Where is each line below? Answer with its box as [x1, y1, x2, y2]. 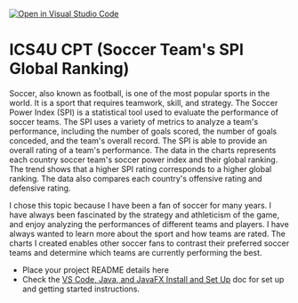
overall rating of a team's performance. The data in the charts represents [9, 144, 277, 155]
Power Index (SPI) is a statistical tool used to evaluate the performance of [9, 107, 278, 118]
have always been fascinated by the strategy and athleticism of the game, [9, 209, 280, 220]
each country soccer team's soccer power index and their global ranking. [9, 154, 278, 165]
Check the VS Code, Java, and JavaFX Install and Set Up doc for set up [21, 274, 285, 284]
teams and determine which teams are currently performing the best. [9, 247, 262, 258]
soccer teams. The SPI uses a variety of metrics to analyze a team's [9, 116, 259, 127]
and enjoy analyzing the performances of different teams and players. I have [9, 218, 289, 229]
